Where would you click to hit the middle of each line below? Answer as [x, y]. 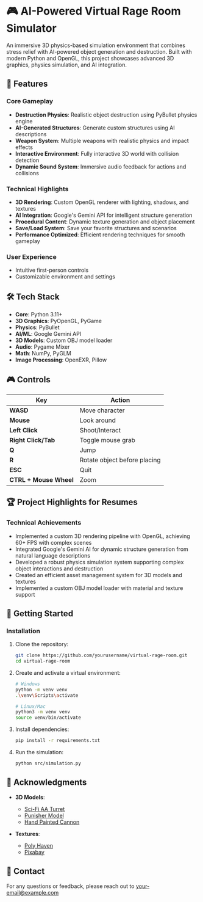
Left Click [23, 430]
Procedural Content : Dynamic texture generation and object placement [105, 221]
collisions [27, 173]
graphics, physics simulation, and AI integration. [66, 65]
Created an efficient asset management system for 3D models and [98, 575]
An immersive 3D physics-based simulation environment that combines [96, 45]
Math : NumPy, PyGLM [43, 354]
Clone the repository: [42, 644]
